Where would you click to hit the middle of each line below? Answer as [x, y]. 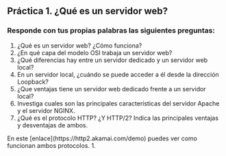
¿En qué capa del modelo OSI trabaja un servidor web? [95, 52]
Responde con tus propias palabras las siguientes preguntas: [111, 31]
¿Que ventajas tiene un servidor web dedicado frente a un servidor [112, 89]
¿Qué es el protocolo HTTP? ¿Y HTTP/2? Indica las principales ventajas [118, 118]
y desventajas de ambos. [52, 125]
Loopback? [33, 82]
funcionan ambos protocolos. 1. [51, 145]
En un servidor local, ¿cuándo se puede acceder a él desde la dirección [118, 74]
